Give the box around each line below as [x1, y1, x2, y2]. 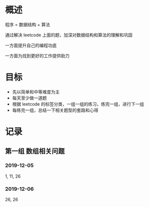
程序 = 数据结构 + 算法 [5, 22, 50, 27]
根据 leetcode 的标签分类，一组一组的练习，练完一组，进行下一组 [12, 101, 144, 107]
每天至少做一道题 [12, 95, 47, 101]
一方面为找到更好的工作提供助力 [5, 52, 70, 59]
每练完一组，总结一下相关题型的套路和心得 [12, 107, 99, 113]
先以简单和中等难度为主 [12, 89, 60, 94]
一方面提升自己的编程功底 [5, 42, 57, 48]
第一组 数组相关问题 [5, 147, 65, 156]
